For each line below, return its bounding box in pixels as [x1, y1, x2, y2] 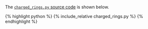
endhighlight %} [5, 19, 38, 24]
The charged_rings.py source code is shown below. [5, 4, 109, 10]
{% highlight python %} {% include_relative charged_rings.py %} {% [5, 14, 144, 19]
